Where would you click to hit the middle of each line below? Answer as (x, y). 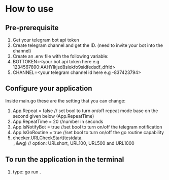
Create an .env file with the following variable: (60, 56)
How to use (29, 9)
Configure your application (49, 88)
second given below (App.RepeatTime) (53, 116)
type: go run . (27, 172)
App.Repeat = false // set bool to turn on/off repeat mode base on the (85, 111)
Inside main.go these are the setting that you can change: (65, 100)
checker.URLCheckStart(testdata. (47, 138)
